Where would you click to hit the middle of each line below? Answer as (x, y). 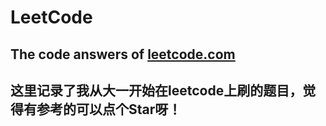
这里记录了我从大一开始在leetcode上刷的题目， (156, 90)
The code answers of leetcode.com (123, 54)
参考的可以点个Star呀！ (109, 109)
